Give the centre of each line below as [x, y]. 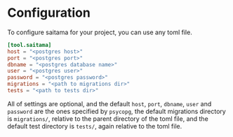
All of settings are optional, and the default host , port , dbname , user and [109, 103]
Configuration [49, 13]
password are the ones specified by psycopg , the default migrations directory [116, 111]
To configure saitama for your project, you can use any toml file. [100, 32]
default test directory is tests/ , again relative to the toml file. [95, 126]
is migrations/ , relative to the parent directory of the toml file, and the [108, 118]
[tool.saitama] [29, 45]
